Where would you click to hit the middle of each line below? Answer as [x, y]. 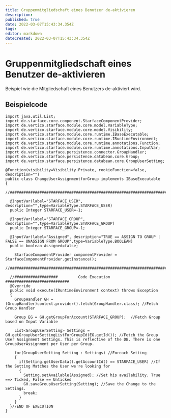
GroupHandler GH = [34, 299]
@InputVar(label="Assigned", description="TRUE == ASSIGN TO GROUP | [85, 237]
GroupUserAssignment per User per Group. [50, 344]
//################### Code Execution [60, 277]
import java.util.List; [31, 116]
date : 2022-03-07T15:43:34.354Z [39, 24]
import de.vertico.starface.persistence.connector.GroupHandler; [76, 152]
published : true [22, 19]
